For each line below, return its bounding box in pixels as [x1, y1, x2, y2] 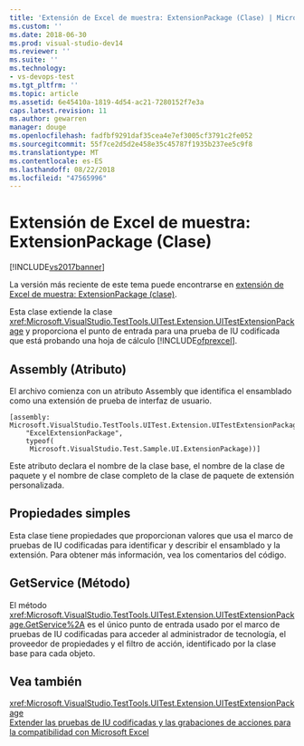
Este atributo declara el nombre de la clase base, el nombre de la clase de [9, 460, 285, 471]
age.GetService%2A [9, 618, 86, 630]
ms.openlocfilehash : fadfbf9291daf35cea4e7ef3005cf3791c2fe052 [9, 131, 253, 140]
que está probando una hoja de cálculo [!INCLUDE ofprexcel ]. [9, 335, 238, 346]
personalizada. [9, 480, 65, 490]
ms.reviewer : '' [9, 47, 71, 56]
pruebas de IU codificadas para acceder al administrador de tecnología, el [9, 628, 287, 639]
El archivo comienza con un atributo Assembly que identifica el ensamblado [9, 386, 292, 396]
